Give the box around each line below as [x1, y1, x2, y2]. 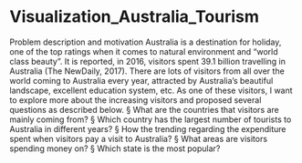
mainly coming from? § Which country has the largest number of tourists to [9, 114, 292, 125]
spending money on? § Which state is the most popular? [9, 143, 221, 154]
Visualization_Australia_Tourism [9, 6, 260, 27]
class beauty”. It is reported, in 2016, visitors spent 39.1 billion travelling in [9, 56, 286, 66]
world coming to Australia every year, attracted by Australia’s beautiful [9, 75, 274, 86]
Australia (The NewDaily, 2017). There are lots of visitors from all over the [9, 66, 285, 76]
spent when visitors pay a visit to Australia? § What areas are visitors [9, 133, 267, 144]
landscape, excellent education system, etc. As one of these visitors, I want [9, 85, 294, 96]
